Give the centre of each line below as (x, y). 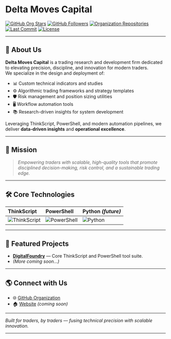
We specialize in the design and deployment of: (55, 73)
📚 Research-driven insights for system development (68, 111)
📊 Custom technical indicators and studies (58, 83)
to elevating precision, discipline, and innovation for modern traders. (77, 67)
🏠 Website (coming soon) (40, 304)
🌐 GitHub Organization (36, 298)
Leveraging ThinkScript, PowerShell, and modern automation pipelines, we (83, 123)
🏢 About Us (23, 50)
